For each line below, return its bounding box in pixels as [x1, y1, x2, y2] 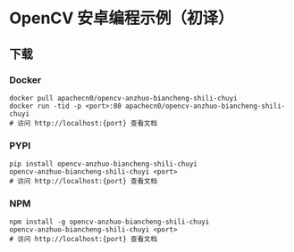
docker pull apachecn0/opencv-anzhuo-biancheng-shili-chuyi [9, 93, 239, 102]
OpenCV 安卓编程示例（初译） [9, 8, 234, 28]
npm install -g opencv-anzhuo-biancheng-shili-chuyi [9, 217, 210, 227]
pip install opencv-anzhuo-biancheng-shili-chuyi [9, 159, 198, 169]
